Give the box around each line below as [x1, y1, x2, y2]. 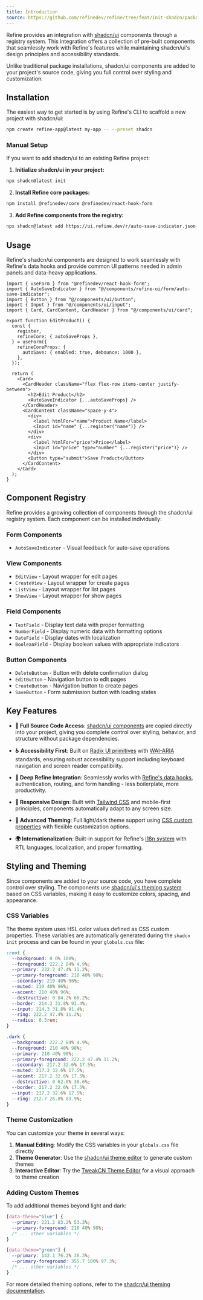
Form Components [6, 530, 62, 539]
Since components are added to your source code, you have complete [6, 877, 182, 885]
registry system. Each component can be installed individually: [6, 515, 162, 522]
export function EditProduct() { [6, 317, 91, 323]
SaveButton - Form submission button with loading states [14, 688, 156, 695]
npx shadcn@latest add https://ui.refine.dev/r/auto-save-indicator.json [6, 223, 196, 230]
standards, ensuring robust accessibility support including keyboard [14, 755, 185, 762]
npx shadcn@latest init [6, 178, 66, 184]
